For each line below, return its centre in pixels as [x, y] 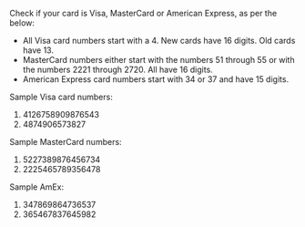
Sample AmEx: [37, 187]
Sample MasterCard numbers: [66, 142]
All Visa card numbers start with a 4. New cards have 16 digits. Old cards [159, 41]
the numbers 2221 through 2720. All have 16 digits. [118, 69]
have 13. [38, 50]
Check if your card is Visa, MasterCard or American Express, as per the [143, 13]
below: [22, 23]
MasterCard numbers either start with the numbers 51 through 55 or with [158, 60]
